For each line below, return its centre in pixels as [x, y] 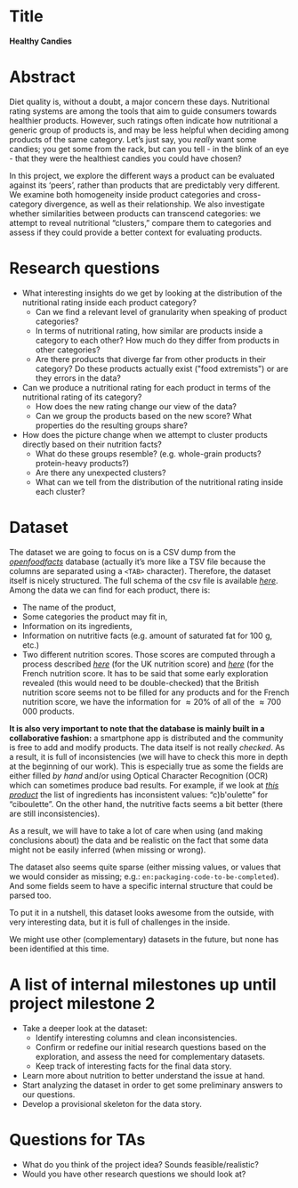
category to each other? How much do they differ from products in [157, 340]
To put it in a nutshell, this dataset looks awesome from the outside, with [141, 912]
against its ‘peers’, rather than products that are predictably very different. [145, 185]
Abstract [42, 77]
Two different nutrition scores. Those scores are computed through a [149, 654]
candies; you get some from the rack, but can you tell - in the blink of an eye [149, 149]
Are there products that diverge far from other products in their [151, 359]
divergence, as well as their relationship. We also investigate [154, 204]
